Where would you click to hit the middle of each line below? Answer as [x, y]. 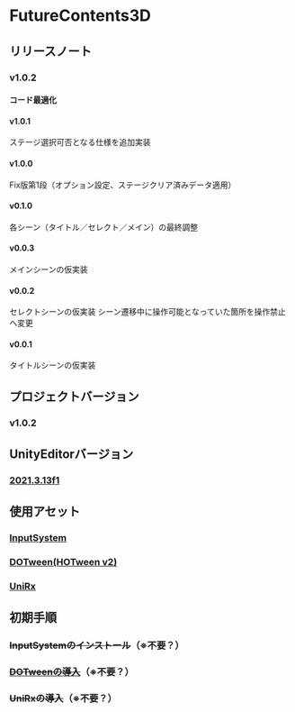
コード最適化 [33, 100]
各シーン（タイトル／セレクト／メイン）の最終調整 [104, 227]
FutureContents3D [80, 16]
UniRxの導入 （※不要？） [63, 698]
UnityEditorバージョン [72, 455]
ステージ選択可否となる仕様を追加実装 [80, 142]
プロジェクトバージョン [74, 396]
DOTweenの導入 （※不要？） [72, 672]
